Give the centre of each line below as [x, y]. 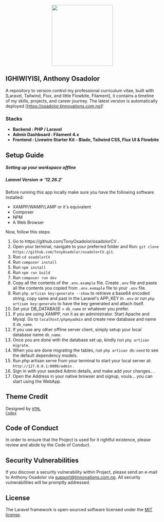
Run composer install [35, 262]
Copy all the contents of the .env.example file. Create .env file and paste [85, 283]
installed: [15, 197]
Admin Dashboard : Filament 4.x [46, 135]
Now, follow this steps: [28, 231]
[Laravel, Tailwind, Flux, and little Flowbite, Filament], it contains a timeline [80, 96]
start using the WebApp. [37, 381]
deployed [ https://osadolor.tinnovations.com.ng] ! [55, 106]
